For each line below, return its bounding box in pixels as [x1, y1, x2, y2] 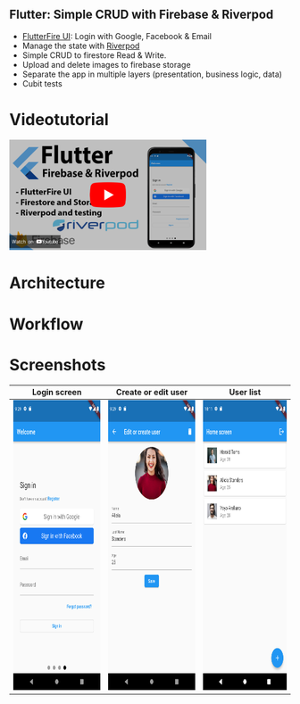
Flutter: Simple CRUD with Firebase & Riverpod [9, 7, 274, 22]
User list [229, 387, 262, 397]
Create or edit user [115, 387, 188, 397]
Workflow [9, 314, 84, 334]
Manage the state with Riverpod [21, 40, 140, 51]
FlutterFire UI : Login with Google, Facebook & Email [21, 30, 212, 41]
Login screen [31, 387, 82, 397]
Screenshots [9, 354, 106, 375]
